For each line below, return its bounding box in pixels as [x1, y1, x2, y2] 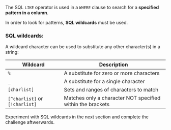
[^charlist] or [8, 95, 43, 102]
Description [99, 61, 128, 68]
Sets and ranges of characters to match [64, 86, 159, 93]
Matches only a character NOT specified [64, 94, 161, 102]
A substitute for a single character [64, 78, 145, 85]
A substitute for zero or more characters [64, 70, 160, 77]
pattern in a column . [5, 10, 49, 16]
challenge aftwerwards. [5, 119, 55, 125]
